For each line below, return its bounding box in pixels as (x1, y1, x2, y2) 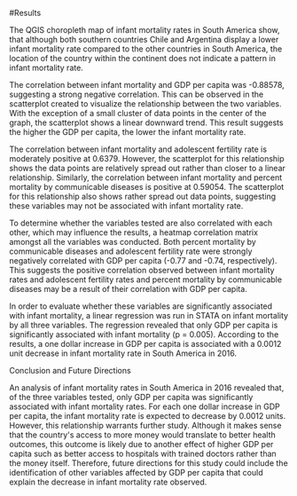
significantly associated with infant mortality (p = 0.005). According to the (9, 329, 279, 340)
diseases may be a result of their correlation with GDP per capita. (9, 284, 248, 294)
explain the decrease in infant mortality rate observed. (9, 476, 207, 487)
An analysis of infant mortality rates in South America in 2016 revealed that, (9, 382, 285, 393)
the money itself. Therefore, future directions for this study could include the (9, 458, 288, 468)
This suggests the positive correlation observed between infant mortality (9, 265, 275, 275)
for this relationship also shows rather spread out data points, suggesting (9, 191, 277, 201)
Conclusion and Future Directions (9, 366, 131, 375)
